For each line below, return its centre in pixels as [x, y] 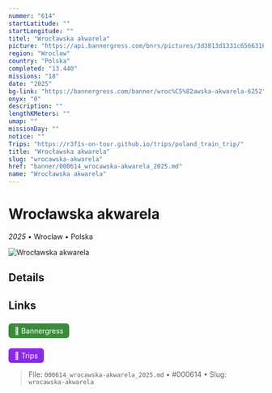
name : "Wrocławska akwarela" [57, 174]
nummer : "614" [32, 16]
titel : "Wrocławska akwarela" [59, 38]
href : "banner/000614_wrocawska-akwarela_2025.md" [96, 167]
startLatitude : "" [39, 23]
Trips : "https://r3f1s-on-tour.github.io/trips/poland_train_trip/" [126, 144]
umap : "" [23, 122]
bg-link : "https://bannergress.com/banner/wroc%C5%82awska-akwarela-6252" [137, 91]
